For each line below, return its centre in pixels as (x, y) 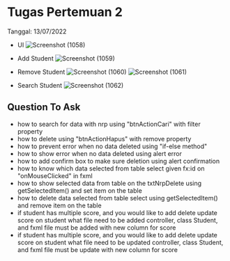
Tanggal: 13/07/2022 (37, 31)
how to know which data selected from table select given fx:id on (111, 168)
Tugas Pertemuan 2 (65, 12)
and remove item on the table (60, 205)
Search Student (40, 85)
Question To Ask (44, 108)
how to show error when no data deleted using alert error (100, 153)
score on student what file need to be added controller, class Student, (117, 220)
